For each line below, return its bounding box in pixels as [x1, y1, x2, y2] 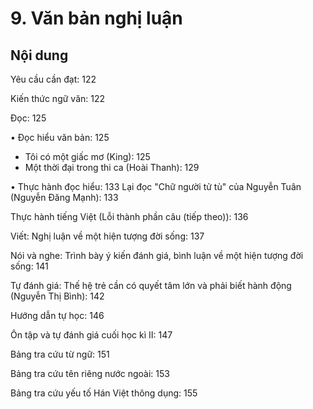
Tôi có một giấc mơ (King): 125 [24, 151, 151, 162]
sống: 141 [10, 260, 49, 272]
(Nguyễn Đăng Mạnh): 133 [10, 192, 119, 203]
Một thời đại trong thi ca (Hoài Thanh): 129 [24, 162, 200, 173]
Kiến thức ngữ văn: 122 [10, 93, 105, 104]
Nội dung [10, 47, 69, 64]
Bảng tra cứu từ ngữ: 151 [10, 348, 110, 360]
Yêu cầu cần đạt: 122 [10, 73, 97, 85]
